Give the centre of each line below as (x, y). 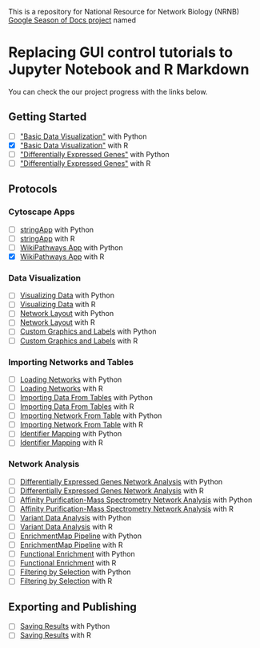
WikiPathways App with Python (71, 247)
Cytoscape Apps (42, 212)
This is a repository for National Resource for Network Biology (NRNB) (124, 12)
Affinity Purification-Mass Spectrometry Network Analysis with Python (136, 500)
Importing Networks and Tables (71, 362)
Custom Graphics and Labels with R (79, 341)
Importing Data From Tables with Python (86, 398)
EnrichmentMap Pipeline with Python (81, 536)
